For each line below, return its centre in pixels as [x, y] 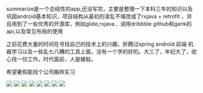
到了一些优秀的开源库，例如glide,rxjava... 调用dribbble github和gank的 [104, 24]
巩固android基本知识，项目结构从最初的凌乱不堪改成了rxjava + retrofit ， [97, 16]
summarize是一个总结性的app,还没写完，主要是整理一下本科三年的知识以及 [100, 9]
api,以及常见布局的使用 [35, 31]
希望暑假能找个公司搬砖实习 [41, 72]
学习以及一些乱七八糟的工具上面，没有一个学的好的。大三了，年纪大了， [101, 52]
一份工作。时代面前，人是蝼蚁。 [56, 59]
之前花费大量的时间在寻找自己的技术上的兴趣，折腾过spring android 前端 [97, 44]
